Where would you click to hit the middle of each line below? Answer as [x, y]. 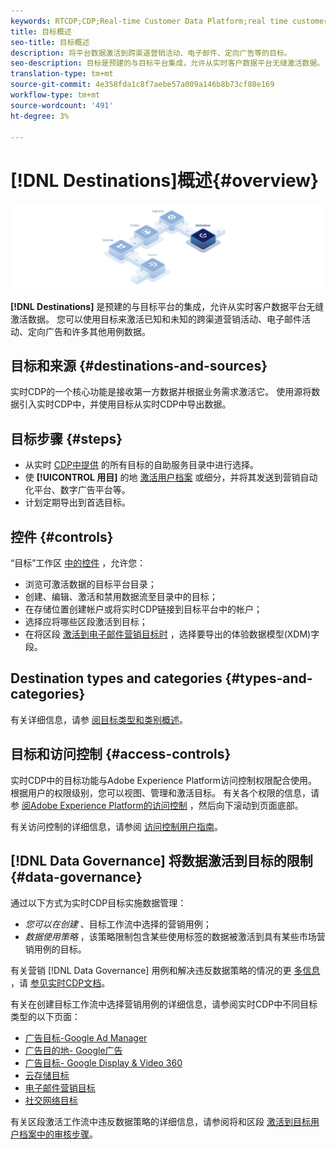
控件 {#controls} [62, 536]
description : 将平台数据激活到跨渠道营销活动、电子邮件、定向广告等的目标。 [151, 53]
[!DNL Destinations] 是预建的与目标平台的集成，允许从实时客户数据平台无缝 [167, 306]
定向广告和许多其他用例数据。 [89, 331]
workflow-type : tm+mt [55, 95]
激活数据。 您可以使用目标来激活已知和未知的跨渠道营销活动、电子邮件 [156, 319]
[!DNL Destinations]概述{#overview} [165, 180]
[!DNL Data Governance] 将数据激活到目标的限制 [161, 861]
